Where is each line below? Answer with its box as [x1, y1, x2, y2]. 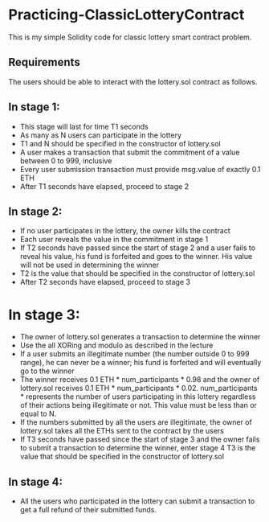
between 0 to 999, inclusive [19, 155, 112, 166]
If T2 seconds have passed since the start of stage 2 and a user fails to [19, 243, 255, 253]
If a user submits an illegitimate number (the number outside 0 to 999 [19, 349, 250, 359]
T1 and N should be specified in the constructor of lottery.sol [19, 138, 221, 148]
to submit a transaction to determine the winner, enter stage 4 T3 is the [19, 443, 256, 453]
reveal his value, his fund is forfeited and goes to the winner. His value [19, 252, 253, 261]
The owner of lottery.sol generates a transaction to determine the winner [19, 332, 261, 342]
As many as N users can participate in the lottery [19, 130, 182, 140]
